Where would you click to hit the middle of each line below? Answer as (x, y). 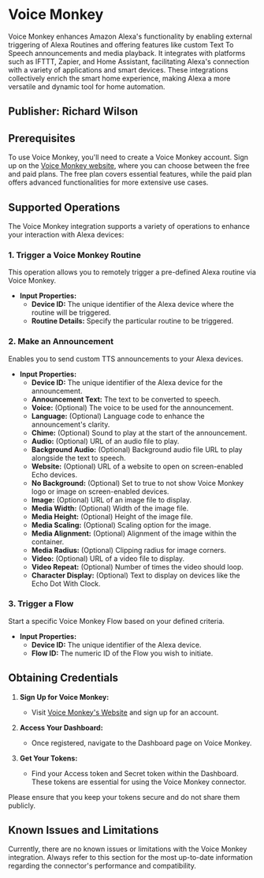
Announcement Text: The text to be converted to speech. (126, 399)
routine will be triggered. (71, 312)
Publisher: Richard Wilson (73, 112)
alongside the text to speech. (78, 458)
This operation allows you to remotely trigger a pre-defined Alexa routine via (132, 272)
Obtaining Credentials (63, 678)
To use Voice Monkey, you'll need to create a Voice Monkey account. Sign (128, 157)
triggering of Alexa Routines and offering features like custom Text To (121, 44)
